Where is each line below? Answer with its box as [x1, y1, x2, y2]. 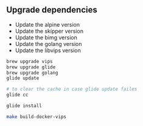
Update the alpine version [15, 21, 80, 28]
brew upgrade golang [6, 70, 59, 76]
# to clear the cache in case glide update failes [6, 86, 138, 93]
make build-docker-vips [6, 113, 67, 120]
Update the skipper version [15, 27, 84, 35]
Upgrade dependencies [6, 5, 97, 15]
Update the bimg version [15, 33, 77, 41]
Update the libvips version [15, 47, 81, 54]
